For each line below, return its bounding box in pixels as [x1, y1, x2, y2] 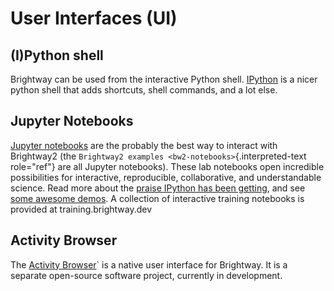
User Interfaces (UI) [10, 7, 178, 30]
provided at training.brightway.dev [10, 203, 153, 215]
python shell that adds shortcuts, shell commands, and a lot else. [10, 84, 278, 96]
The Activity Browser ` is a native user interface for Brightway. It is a [10, 258, 288, 271]
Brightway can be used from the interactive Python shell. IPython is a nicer [10, 73, 318, 85]
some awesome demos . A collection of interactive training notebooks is [10, 192, 305, 204]
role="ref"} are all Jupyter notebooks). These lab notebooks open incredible [10, 160, 325, 172]
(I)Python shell [10, 47, 104, 64]
